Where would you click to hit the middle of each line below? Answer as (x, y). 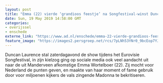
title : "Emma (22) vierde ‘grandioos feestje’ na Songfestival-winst (77, 14)
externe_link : (19, 37)
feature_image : (20, 41)
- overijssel (18, 28)
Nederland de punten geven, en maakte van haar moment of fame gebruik (79, 70)
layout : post (18, 9)
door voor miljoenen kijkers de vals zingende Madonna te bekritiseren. (75, 75)
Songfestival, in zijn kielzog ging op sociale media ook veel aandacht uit (77, 60)
